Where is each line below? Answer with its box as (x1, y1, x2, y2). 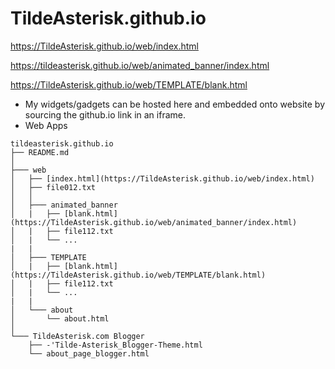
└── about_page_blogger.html (28, 348, 150, 359)
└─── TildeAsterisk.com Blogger (10, 331, 145, 341)
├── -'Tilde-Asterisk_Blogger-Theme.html (28, 340, 203, 350)
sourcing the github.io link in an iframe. (24, 108, 186, 121)
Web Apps (24, 119, 68, 131)
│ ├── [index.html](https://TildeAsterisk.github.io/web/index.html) (10, 173, 315, 184)
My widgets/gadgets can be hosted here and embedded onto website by (24, 98, 326, 110)
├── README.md (10, 147, 70, 157)
